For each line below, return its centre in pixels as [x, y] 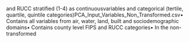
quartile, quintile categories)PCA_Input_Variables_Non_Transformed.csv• [95, 15]
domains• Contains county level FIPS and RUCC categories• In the [87, 27]
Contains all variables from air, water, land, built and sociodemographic [92, 21]
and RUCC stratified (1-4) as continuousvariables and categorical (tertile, [95, 9]
